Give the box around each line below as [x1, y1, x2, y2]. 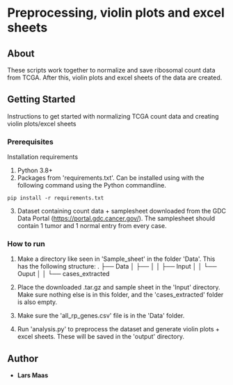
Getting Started [7, 93, 76, 105]
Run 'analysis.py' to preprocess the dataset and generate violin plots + [17, 325, 220, 333]
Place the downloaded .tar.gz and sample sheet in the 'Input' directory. [17, 283, 220, 292]
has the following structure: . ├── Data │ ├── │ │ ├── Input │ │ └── [17, 262, 217, 271]
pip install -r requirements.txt [7, 195, 104, 202]
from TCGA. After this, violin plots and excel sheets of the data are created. [7, 73, 223, 82]
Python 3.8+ [17, 166, 54, 175]
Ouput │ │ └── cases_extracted [17, 270, 110, 278]
